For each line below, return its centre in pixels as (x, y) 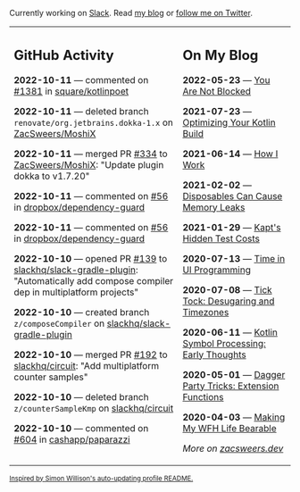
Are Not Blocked (217, 91)
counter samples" (51, 377)
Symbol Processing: (224, 343)
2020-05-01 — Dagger (234, 374)
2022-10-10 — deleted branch (81, 396)
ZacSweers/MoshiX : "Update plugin (89, 164)
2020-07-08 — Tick (227, 289)
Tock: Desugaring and (229, 301)
